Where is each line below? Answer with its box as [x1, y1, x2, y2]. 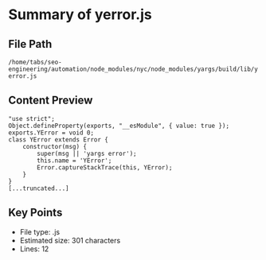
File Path [8, 37, 53, 51]
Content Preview [8, 94, 93, 107]
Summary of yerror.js [8, 6, 153, 24]
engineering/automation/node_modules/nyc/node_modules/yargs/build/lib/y [8, 65, 259, 73]
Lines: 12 [19, 244, 49, 254]
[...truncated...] [8, 184, 69, 192]
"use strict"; [8, 114, 56, 122]
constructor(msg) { [22, 142, 88, 150]
